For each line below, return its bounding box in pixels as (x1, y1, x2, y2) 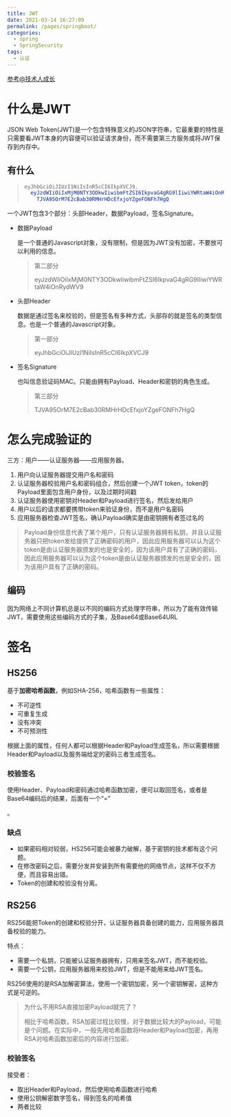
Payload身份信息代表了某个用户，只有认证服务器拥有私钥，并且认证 (23, 528, 216, 536)
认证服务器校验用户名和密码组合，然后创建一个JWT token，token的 (16, 479, 208, 488)
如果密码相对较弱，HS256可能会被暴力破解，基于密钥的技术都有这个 (16, 845, 212, 853)
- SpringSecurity (13, 42, 63, 49)
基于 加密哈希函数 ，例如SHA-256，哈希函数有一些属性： (7, 686, 166, 695)
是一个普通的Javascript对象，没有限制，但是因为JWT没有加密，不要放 (16, 239, 217, 247)
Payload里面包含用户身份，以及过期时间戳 (16, 488, 137, 496)
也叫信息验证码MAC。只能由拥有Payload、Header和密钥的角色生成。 (16, 378, 214, 386)
